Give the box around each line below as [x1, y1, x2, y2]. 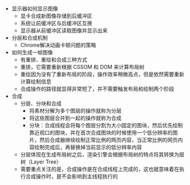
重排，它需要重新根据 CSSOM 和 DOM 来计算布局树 [20, 64, 145, 70]
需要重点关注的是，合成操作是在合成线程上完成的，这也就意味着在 [20, 166, 179, 172]
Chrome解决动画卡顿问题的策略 [20, 41, 96, 48]
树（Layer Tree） [20, 158, 62, 165]
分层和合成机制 [11, 34, 48, 41]
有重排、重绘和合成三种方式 [20, 56, 88, 63]
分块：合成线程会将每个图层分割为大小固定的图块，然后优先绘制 [29, 122, 183, 128]
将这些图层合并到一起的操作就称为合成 [29, 114, 122, 121]
